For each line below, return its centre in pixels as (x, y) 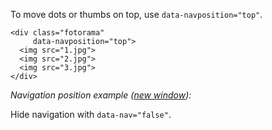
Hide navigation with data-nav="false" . (91, 114)
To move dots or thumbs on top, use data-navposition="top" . (136, 14)
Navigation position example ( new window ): (101, 95)
